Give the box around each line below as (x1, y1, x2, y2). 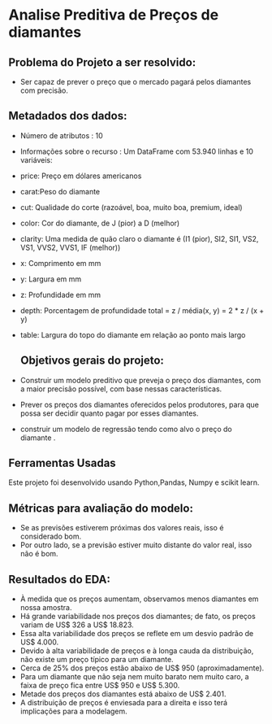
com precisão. (19, 85, 69, 95)
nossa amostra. (19, 603, 72, 613)
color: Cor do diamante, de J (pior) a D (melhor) (19, 218, 180, 228)
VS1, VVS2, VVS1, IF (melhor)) (19, 242, 121, 252)
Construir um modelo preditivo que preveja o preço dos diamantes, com (19, 375, 261, 385)
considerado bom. (19, 531, 82, 542)
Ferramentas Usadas (8, 456, 116, 470)
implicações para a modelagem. (19, 706, 127, 717)
